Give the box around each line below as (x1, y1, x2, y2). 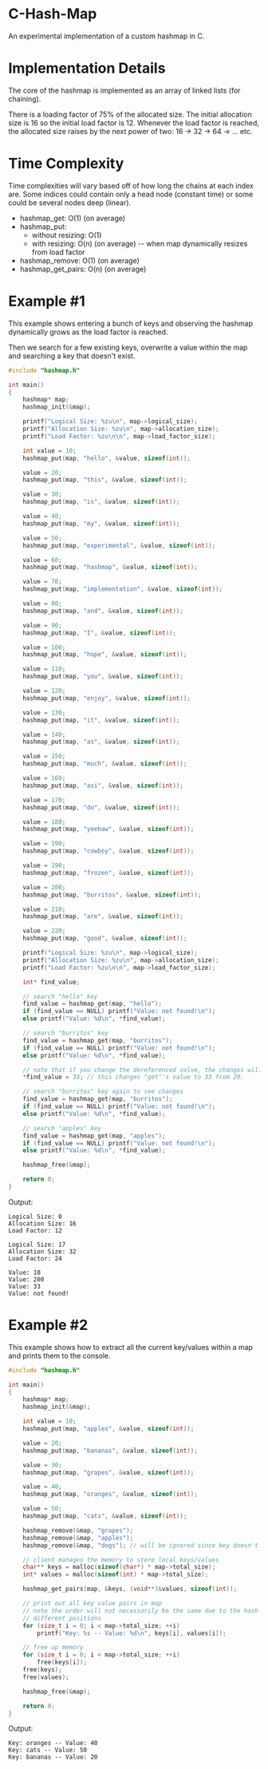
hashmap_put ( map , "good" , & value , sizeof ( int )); (22, 935, 187, 943)
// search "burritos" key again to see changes (22, 1087, 183, 1096)
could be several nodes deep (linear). (8, 197, 132, 208)
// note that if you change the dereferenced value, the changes (22, 1066, 245, 1074)
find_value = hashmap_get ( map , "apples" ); (22, 1131, 166, 1140)
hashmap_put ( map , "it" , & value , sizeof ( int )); (22, 716, 180, 724)
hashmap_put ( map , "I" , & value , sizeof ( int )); (22, 628, 177, 637)
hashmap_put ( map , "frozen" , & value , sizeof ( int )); (22, 869, 195, 877)
